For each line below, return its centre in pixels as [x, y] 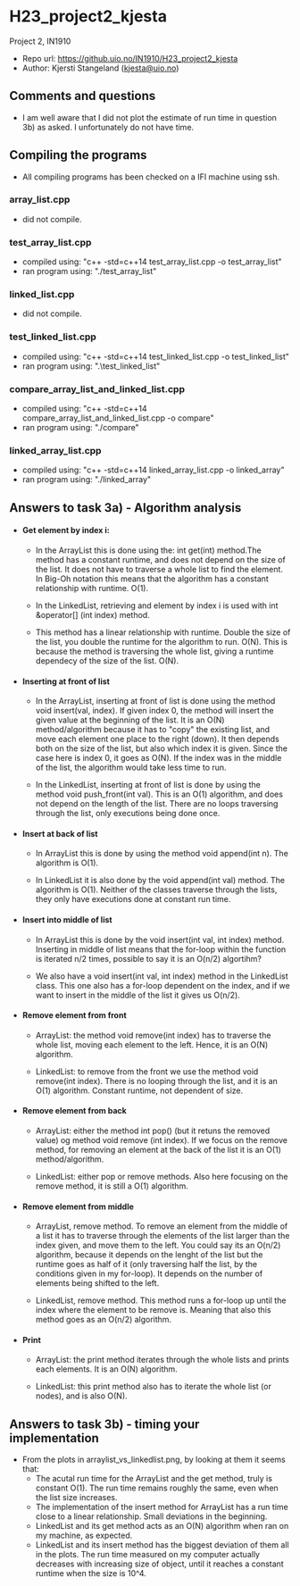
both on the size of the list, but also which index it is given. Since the [162, 748]
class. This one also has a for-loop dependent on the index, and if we [162, 985]
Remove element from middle [78, 1206]
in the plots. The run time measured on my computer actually [148, 1555]
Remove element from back [74, 1111]
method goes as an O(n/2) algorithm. [104, 1320]
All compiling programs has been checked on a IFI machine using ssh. [150, 177]
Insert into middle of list [67, 919]
